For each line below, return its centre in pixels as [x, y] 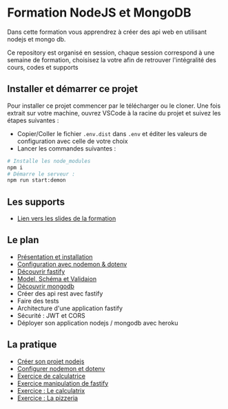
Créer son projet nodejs [51, 361]
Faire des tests [38, 301]
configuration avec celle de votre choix [73, 141]
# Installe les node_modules [49, 161]
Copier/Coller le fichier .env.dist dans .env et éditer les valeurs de [112, 133]
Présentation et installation [55, 256]
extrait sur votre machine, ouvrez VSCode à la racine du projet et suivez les [114, 113]
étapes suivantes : [33, 120]
